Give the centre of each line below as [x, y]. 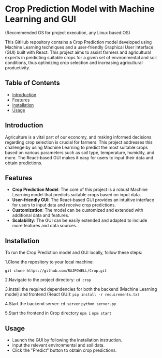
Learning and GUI [41, 19]
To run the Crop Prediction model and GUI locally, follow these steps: [74, 252]
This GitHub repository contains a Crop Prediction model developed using [79, 42]
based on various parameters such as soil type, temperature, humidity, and [80, 152]
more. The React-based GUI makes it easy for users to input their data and [79, 157]
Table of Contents [33, 83]
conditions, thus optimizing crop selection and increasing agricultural [74, 62]
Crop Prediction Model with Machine [80, 9]
